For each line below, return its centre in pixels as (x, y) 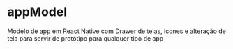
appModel (37, 12)
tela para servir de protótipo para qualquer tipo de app (85, 38)
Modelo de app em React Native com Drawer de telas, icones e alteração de (117, 31)
